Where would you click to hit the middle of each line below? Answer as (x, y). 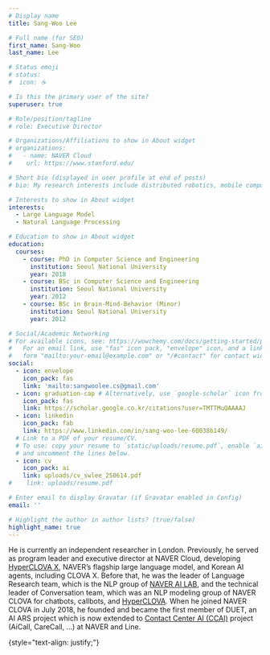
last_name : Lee (34, 53)
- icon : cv (34, 461)
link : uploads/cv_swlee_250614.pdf (82, 476)
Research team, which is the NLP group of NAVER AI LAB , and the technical (133, 584)
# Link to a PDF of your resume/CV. (77, 438)
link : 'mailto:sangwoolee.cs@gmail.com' (91, 386)
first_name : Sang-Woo (45, 45)
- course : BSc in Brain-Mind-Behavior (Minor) (102, 304)
